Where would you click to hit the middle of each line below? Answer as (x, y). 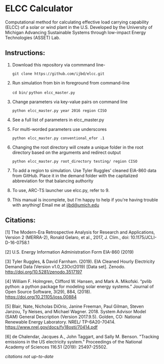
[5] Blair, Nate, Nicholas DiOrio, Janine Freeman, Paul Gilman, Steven (74, 306)
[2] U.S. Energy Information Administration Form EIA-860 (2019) (70, 252)
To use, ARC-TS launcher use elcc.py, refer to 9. (61, 190)
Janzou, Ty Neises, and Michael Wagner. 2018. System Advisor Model (76, 311)
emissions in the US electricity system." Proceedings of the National (74, 342)
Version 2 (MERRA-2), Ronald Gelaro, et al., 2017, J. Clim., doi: (67, 237)
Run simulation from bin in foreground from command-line (71, 83)
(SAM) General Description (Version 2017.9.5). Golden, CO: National (73, 317)
